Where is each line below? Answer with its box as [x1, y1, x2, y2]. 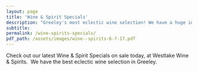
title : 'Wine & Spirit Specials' [6, 14, 88, 20]
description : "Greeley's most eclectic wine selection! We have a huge [6, 19, 186, 25]
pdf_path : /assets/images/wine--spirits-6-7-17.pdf [6, 36, 136, 42]
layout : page [6, 8, 38, 15]
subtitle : [6, 25, 31, 31]
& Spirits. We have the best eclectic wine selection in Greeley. [6, 58, 157, 65]
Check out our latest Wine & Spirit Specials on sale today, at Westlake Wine [6, 52, 189, 59]
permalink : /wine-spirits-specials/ [6, 31, 96, 36]
